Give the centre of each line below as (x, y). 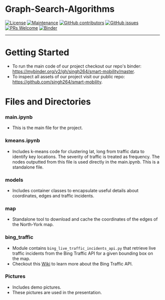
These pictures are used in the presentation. (57, 292)
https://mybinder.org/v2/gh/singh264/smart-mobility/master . (74, 71)
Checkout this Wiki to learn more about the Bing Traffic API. (72, 264)
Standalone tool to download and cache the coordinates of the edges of (85, 219)
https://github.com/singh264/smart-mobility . (57, 82)
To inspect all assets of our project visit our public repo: (69, 76)
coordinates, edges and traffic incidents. (53, 196)
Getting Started (37, 52)
